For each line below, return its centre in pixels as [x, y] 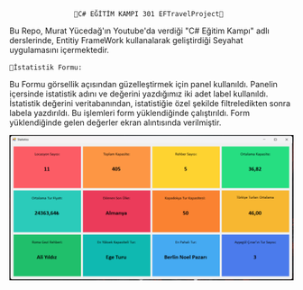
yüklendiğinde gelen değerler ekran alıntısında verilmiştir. [115, 122]
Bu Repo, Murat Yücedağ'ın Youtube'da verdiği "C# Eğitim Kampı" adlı [139, 31]
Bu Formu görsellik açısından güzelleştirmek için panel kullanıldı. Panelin [143, 84]
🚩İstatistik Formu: [46, 68]
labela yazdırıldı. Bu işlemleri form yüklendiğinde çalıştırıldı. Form [130, 113]
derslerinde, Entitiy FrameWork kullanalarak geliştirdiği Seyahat [126, 40]
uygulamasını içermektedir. [60, 50]
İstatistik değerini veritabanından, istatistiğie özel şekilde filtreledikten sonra [150, 103]
